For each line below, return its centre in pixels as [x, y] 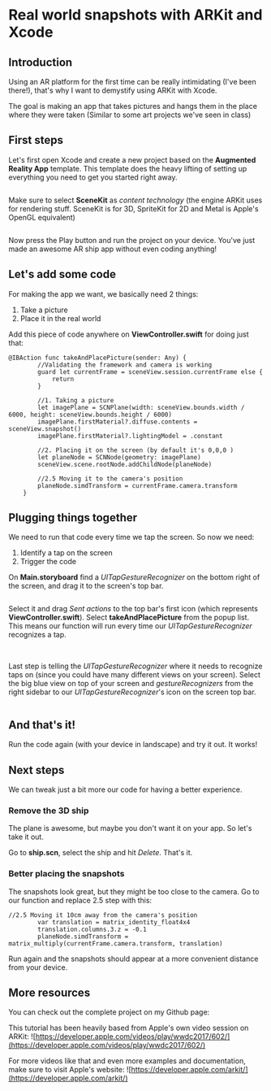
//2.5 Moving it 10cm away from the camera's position [103, 915]
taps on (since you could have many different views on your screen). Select [135, 675]
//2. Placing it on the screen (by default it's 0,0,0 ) [135, 450]
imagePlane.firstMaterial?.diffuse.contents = [118, 422]
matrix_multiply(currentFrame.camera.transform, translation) [116, 943]
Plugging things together [73, 518]
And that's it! [42, 725]
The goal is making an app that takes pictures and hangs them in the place [133, 106]
